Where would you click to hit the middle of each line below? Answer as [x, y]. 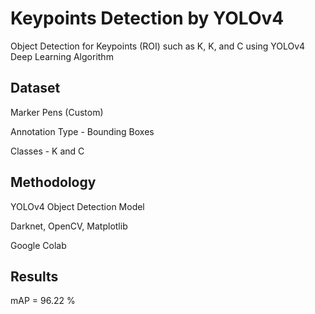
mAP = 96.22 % [43, 301]
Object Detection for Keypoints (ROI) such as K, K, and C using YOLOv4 [158, 46]
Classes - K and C [47, 151]
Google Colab [38, 245]
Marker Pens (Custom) [57, 112]
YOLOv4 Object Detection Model [77, 206]
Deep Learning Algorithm [62, 56]
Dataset [35, 88]
